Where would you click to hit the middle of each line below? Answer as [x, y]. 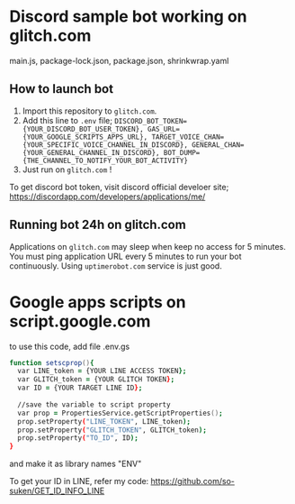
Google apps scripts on [98, 302]
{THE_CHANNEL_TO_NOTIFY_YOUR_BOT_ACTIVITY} [105, 160]
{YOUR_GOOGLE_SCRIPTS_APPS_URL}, [85, 137]
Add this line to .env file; [67, 120]
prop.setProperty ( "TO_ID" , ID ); [78, 438]
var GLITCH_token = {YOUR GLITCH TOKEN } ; [96, 380]
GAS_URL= [163, 129]
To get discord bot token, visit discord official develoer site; [119, 187]
